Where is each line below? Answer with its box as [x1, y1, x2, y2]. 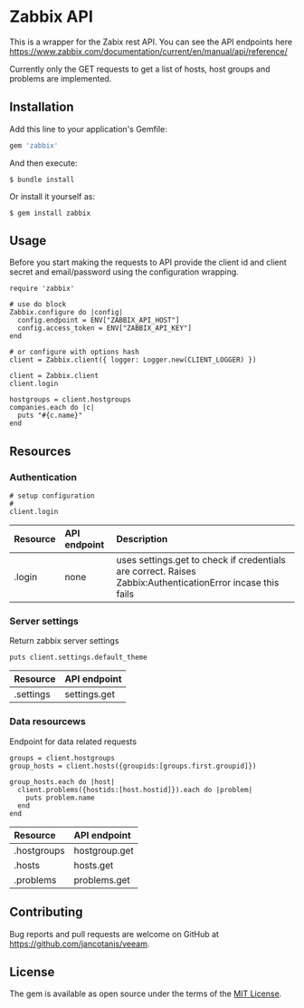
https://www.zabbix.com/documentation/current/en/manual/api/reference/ [9, 45, 288, 56]
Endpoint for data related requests [9, 736, 138, 747]
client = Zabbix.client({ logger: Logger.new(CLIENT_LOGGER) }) [9, 355, 257, 364]
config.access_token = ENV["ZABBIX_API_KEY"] [17, 324, 193, 333]
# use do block [9, 300, 67, 309]
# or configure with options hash [9, 347, 140, 357]
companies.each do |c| [9, 403, 95, 412]
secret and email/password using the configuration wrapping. [9, 267, 240, 277]
